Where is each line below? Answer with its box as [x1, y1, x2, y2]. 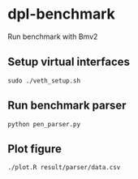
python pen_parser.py [7, 120, 81, 128]
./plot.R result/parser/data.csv [7, 164, 121, 172]
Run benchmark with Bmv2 [7, 32, 98, 41]
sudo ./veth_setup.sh [7, 76, 81, 85]
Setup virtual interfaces [7, 55, 131, 69]
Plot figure [7, 142, 62, 156]
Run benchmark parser [7, 99, 127, 113]
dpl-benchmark [7, 5, 115, 23]
